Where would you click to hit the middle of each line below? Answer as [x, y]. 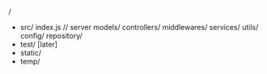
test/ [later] [39, 44]
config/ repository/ [51, 36]
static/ [31, 53]
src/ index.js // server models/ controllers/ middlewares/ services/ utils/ [139, 27]
